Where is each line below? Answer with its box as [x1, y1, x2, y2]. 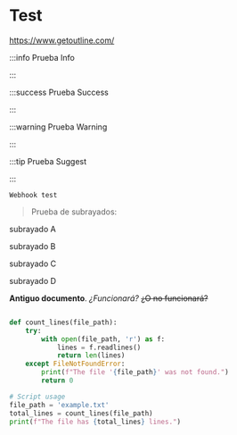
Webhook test [9, 190, 58, 199]
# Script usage [9, 392, 66, 401]
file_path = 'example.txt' [9, 400, 110, 409]
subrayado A [9, 223, 56, 234]
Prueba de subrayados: [30, 206, 118, 217]
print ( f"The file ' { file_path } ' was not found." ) [41, 368, 229, 377]
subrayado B [9, 240, 56, 251]
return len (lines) [56, 351, 126, 360]
